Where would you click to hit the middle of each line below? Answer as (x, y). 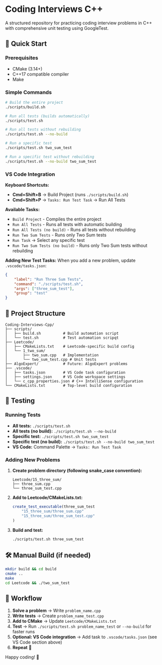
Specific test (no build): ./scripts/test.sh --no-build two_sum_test (83, 442)
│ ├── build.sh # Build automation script (62, 334)
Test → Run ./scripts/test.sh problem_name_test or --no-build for (82, 626)
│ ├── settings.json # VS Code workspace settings (65, 377)
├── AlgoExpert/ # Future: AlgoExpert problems (66, 364)
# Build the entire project (34, 102)
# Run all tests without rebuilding (43, 130)
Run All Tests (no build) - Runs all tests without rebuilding (74, 229)
